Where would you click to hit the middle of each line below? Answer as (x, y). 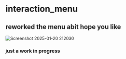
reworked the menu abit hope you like (63, 27)
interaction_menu (42, 9)
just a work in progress (33, 51)
